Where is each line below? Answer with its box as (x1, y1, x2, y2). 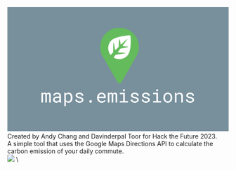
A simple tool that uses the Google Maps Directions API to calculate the (7, 139, 214, 148)
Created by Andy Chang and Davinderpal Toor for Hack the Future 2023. (7, 132, 218, 140)
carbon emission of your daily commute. (7, 147, 124, 155)
